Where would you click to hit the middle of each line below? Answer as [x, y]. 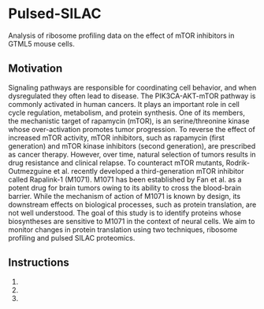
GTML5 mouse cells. [41, 43]
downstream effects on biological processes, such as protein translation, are [132, 204]
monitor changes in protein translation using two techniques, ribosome [123, 230]
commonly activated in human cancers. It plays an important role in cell [124, 104]
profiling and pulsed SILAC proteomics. [72, 237]
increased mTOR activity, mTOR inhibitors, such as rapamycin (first [116, 138]
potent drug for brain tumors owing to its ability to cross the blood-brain [125, 188]
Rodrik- [238, 163]
